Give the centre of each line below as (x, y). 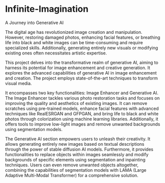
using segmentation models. (34, 129)
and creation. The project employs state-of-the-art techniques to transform (82, 78)
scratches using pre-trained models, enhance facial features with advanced (82, 108)
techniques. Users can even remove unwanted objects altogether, (72, 165)
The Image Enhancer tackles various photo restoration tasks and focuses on (82, 98)
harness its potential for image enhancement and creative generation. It (78, 68)
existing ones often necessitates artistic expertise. (56, 53)
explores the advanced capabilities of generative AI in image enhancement (81, 73)
